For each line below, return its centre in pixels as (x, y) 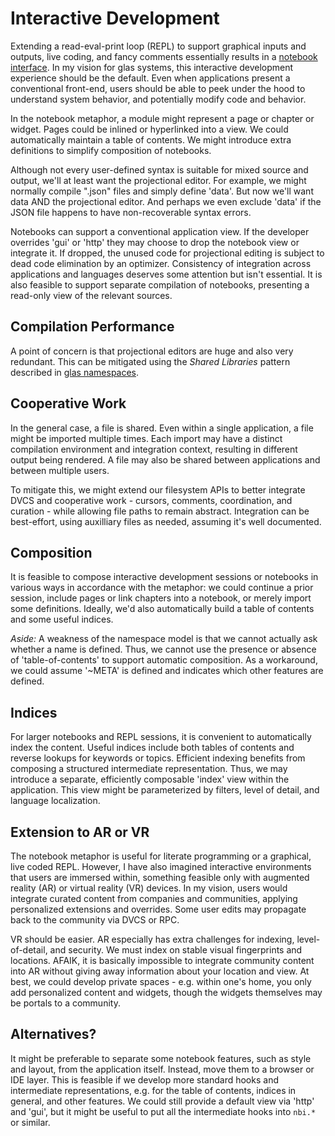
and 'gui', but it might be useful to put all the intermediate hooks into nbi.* (163, 1111)
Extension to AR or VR (80, 832)
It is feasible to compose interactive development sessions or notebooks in (164, 577)
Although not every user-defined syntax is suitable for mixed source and (159, 169)
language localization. (55, 801)
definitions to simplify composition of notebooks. (111, 150)
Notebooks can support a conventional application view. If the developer (160, 231)
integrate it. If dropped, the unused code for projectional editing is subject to (167, 253)
